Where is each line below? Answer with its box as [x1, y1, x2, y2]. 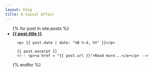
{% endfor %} [12, 62, 41, 68]
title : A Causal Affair [5, 12, 55, 17]
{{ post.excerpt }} [17, 49, 57, 54]
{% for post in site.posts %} [12, 25, 70, 31]
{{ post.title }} [12, 31, 42, 36]
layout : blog [5, 7, 32, 12]
